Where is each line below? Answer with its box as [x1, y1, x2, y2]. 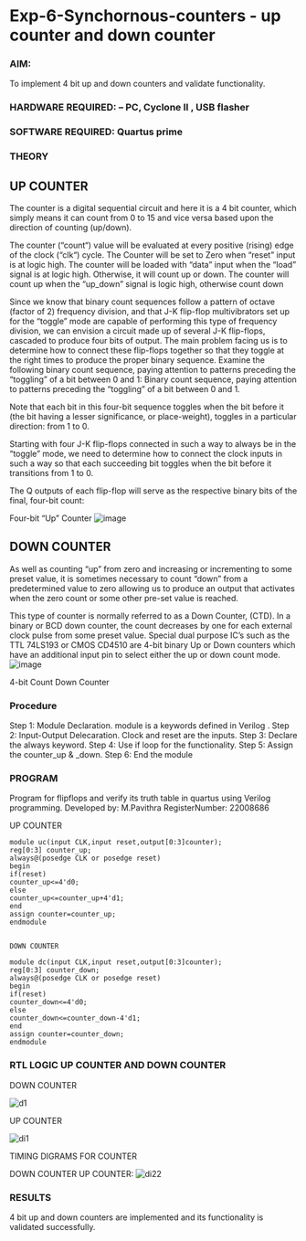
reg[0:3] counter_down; [9, 966, 100, 975]
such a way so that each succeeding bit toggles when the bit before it [9, 458, 272, 469]
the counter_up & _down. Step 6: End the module [9, 749, 194, 760]
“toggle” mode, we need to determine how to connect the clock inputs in [9, 449, 283, 460]
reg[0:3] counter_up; [9, 846, 92, 855]
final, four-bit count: [9, 495, 85, 506]
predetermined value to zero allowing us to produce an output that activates [9, 582, 295, 594]
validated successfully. [9, 1222, 96, 1233]
